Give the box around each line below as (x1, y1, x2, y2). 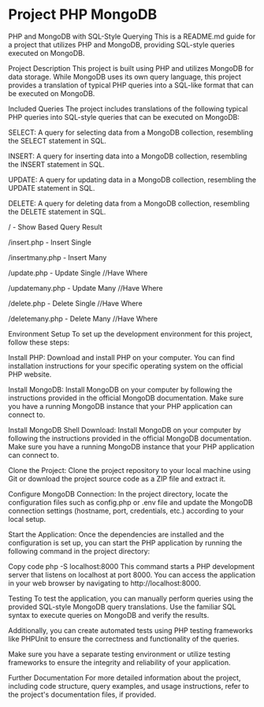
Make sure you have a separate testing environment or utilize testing (8, 649, 231, 659)
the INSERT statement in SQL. (8, 159, 105, 169)
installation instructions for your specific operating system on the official (8, 361, 244, 370)
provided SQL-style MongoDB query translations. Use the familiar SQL (8, 601, 236, 612)
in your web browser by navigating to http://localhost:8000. (8, 578, 202, 588)
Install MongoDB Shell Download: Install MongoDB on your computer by (8, 425, 242, 434)
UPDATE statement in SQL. (8, 183, 95, 192)
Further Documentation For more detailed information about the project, (8, 672, 241, 683)
